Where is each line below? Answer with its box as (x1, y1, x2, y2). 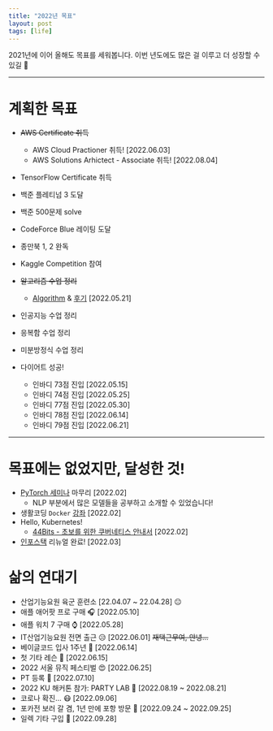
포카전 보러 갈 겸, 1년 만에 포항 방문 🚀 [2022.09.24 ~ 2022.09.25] (19, 703, 232, 713)
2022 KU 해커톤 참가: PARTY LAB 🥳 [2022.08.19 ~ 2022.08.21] (19, 683, 227, 693)
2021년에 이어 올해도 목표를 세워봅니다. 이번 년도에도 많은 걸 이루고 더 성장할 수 (8, 50, 261, 60)
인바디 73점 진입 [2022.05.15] (32, 379, 128, 390)
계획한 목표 (8, 99, 78, 118)
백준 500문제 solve (19, 207, 83, 217)
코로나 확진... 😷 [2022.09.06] (19, 694, 118, 703)
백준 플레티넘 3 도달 (19, 190, 84, 200)
